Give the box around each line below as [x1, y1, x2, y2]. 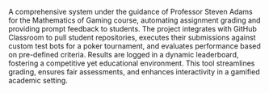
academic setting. [8, 76, 69, 85]
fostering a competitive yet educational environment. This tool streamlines [8, 58, 255, 68]
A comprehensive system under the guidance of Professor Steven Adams [8, 7, 253, 16]
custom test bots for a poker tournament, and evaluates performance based [8, 41, 261, 51]
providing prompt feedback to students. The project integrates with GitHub [8, 24, 257, 33]
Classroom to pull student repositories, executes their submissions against [8, 32, 256, 42]
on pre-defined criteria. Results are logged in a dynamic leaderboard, [8, 50, 239, 59]
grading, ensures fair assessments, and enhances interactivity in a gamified [8, 67, 260, 76]
